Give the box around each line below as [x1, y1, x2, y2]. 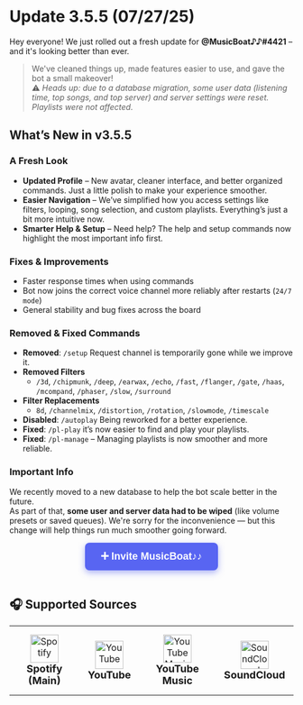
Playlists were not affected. [31, 101, 133, 112]
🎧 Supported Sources [9, 597, 137, 612]
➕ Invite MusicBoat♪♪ [100, 550, 203, 563]
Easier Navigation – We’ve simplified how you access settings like [22, 194, 269, 205]
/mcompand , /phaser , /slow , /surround [35, 386, 171, 397]
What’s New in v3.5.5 [9, 128, 133, 143]
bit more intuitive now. [22, 214, 106, 224]
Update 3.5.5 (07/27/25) [9, 6, 196, 27]
